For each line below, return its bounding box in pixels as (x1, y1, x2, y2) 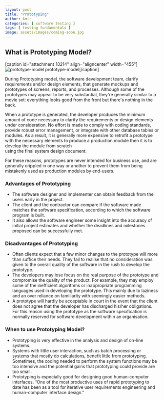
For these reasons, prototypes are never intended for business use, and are (5, 158, 157, 163)
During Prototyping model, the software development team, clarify (5, 76, 138, 81)
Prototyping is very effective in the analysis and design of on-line (12, 337, 143, 343)
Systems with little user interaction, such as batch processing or (12, 347, 142, 353)
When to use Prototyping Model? (5, 326, 85, 333)
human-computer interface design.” (12, 389, 84, 395)
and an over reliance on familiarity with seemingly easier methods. (12, 293, 146, 299)
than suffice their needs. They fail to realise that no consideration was (12, 256, 153, 263)
